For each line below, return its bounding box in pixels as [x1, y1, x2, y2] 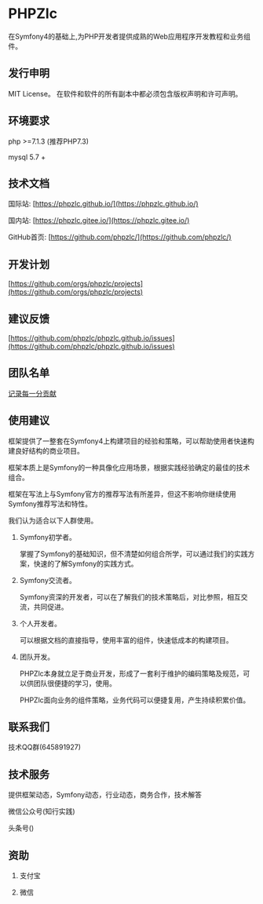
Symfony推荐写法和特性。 [8, 499, 93, 508]
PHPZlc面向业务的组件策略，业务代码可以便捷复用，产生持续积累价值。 [19, 695, 250, 705]
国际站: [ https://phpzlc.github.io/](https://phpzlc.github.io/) [8, 199, 199, 209]
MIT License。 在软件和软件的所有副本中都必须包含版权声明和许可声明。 [8, 89, 243, 98]
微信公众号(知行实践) [8, 807, 76, 816]
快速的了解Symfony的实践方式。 [33, 559, 139, 568]
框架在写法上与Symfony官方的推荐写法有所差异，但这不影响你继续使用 [8, 489, 237, 498]
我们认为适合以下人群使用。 [8, 516, 98, 525]
